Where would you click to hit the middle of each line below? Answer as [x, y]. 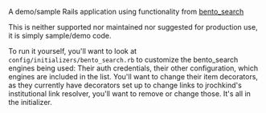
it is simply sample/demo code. [60, 36]
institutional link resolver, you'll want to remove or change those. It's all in [130, 94]
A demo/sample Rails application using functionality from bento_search [126, 12]
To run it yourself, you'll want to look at [73, 51]
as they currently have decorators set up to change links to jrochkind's [125, 85]
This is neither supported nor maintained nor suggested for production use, [133, 27]
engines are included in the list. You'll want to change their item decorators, [133, 77]
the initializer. [30, 102]
